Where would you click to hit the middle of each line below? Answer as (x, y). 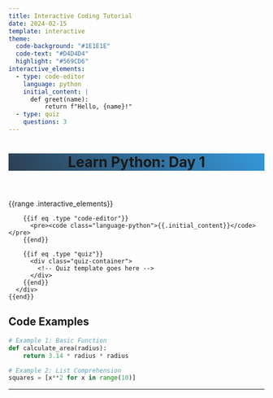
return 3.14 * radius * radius (76, 356)
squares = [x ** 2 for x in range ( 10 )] (72, 378)
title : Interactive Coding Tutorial (70, 16)
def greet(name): (59, 99)
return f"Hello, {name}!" (88, 107)
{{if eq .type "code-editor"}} (76, 219)
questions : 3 (45, 122)
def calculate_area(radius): (58, 348)
